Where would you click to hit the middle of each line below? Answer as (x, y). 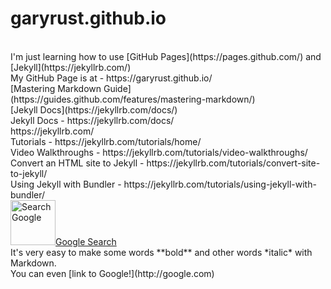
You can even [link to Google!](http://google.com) (112, 273)
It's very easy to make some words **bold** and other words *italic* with (161, 252)
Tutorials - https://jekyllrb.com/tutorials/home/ (106, 141)
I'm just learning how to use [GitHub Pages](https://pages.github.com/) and (166, 56)
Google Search (86, 241)
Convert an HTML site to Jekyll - (77, 163)
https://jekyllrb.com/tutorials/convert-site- (233, 163)
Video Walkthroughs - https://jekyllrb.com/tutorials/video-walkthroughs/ (159, 152)
